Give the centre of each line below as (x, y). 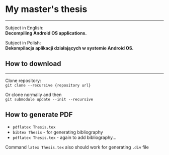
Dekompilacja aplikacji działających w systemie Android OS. (69, 48)
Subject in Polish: (23, 42)
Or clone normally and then (33, 94)
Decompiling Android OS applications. (46, 33)
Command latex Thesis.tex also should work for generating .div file (77, 147)
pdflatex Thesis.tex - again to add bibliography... (64, 137)
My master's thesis (46, 9)
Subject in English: (24, 27)
